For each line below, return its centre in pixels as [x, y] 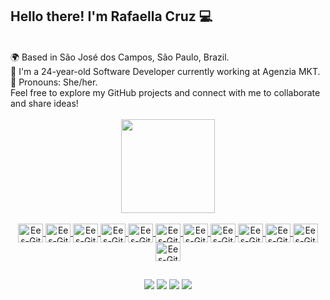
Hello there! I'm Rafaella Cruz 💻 [111, 16]
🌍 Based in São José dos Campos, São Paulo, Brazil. [120, 57]
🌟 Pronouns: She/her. [54, 82]
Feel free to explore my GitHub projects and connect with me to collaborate [165, 92]
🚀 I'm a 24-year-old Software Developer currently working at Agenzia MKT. [165, 71]
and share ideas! [44, 103]
